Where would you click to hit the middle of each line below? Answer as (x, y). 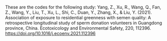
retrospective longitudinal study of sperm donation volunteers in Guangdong (84, 23)
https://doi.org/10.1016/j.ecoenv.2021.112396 (50, 33)
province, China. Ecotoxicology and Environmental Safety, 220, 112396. (78, 28)
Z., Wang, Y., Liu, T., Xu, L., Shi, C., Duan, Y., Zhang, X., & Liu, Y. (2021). (79, 12)
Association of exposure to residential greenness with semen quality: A (78, 18)
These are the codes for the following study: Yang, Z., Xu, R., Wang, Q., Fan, (83, 7)
